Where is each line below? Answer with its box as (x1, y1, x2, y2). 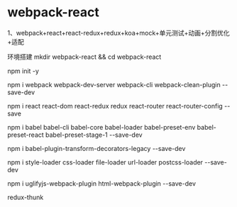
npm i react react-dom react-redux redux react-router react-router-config (7, 101, 224, 110)
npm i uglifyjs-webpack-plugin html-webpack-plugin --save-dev (7, 179, 197, 188)
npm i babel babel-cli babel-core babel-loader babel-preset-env (7, 123, 196, 131)
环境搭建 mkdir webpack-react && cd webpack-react (7, 52, 162, 61)
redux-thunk (7, 193, 44, 201)
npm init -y (7, 67, 39, 75)
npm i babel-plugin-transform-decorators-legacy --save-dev (7, 144, 186, 152)
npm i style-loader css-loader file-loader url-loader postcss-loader (7, 157, 204, 167)
